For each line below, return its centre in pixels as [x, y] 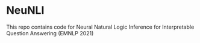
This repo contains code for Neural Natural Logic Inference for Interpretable [100, 27]
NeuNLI [25, 10]
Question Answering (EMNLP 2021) [50, 33]
